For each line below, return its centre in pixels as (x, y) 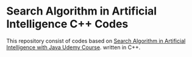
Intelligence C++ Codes (67, 24)
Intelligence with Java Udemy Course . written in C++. (73, 47)
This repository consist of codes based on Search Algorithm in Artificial (96, 41)
